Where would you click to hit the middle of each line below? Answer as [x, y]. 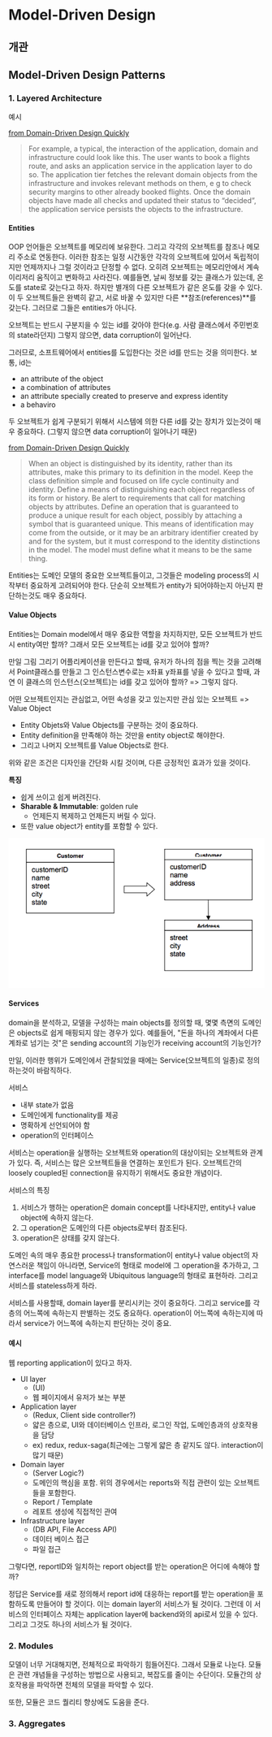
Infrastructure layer [52, 1520]
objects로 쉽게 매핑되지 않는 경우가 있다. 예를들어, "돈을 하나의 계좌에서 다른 [138, 1033]
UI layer [33, 1379]
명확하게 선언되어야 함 [55, 1125]
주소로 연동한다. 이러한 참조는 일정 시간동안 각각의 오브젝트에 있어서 [124, 257]
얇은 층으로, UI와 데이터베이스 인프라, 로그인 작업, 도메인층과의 [131, 1424]
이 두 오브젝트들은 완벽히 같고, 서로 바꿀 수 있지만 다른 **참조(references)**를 [132, 297]
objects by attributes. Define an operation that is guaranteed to [134, 507]
